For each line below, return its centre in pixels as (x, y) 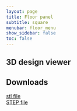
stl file (13, 96)
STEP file (17, 102)
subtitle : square (27, 22)
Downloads (27, 82)
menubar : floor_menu (31, 28)
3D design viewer (38, 62)
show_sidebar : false (31, 33)
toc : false (19, 39)
